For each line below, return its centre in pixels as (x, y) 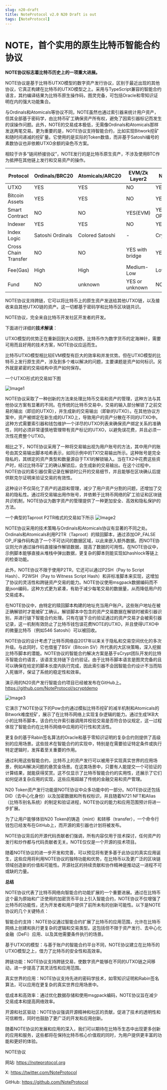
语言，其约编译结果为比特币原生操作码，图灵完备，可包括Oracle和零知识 (80, 96)
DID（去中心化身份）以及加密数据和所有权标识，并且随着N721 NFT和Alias (81, 796)
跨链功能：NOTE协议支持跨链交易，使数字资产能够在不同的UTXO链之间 (78, 961)
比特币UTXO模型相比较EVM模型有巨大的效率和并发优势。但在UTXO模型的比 (83, 355)
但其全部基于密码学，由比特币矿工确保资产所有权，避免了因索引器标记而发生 (83, 119)
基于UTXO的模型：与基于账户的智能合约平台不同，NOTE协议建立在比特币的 (83, 945)
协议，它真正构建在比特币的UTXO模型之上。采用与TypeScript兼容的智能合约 (83, 89)
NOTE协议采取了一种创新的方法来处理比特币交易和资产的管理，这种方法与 (81, 399)
